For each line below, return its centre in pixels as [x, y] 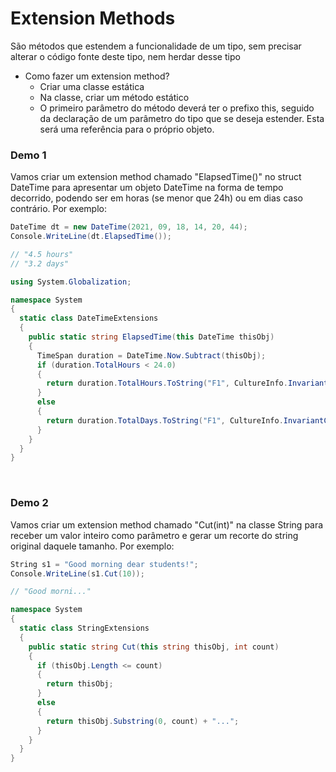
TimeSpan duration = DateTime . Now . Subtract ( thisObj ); [151, 355]
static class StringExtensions [84, 628]
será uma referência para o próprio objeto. [127, 129]
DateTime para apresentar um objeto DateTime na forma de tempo [147, 188]
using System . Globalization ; [71, 282]
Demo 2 [29, 503]
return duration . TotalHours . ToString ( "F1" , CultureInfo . [167, 383]
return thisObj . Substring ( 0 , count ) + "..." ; [143, 721]
